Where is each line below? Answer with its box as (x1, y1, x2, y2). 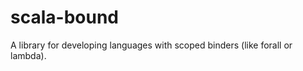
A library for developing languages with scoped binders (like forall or (10, 39, 293, 51)
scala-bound (10, 6, 119, 29)
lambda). (10, 49, 47, 61)
